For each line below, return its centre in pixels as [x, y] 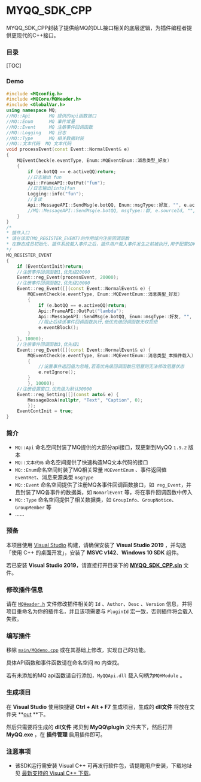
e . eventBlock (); [58, 328]
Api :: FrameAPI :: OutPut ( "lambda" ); [81, 311]
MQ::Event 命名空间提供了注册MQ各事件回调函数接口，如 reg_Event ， [100, 485]
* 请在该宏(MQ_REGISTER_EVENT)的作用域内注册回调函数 [68, 238]
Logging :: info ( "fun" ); [56, 194]
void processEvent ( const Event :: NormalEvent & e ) [68, 150]
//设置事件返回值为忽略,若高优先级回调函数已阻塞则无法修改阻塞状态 [111, 367]
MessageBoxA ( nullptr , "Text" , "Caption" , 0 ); [86, 400]
